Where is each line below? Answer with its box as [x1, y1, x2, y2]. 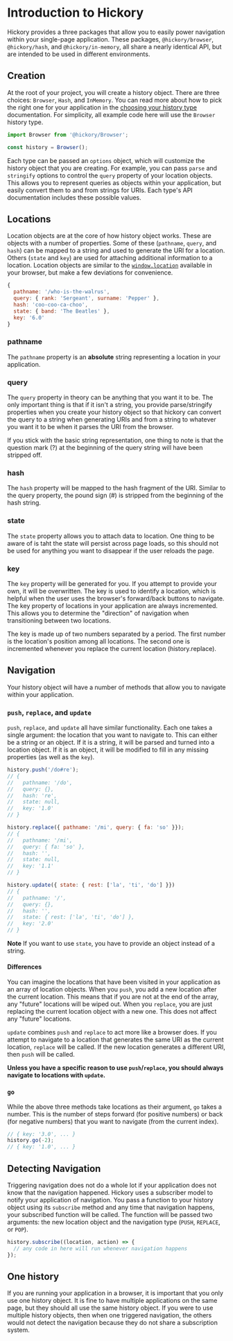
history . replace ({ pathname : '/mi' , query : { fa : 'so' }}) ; [7, 824, 185, 831]
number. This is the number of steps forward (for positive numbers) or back [7, 1109, 223, 1118]
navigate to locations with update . [7, 1071, 106, 1080]
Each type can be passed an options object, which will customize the [7, 156, 205, 164]
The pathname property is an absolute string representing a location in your [7, 352, 221, 361]
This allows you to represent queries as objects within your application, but [7, 178, 222, 187]
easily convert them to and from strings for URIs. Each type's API [7, 186, 193, 194]
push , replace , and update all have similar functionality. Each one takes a [7, 723, 213, 732]
